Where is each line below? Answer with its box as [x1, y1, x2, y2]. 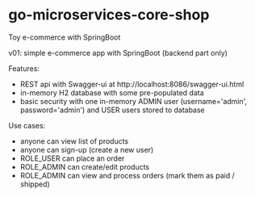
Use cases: [8, 120, 46, 130]
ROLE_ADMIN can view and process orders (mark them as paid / [19, 170, 236, 180]
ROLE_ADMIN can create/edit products [19, 161, 150, 171]
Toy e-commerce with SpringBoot [8, 32, 121, 42]
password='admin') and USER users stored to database [19, 105, 206, 115]
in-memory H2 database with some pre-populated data [19, 87, 204, 98]
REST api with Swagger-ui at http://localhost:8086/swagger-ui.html [19, 79, 245, 89]
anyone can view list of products [19, 136, 129, 146]
